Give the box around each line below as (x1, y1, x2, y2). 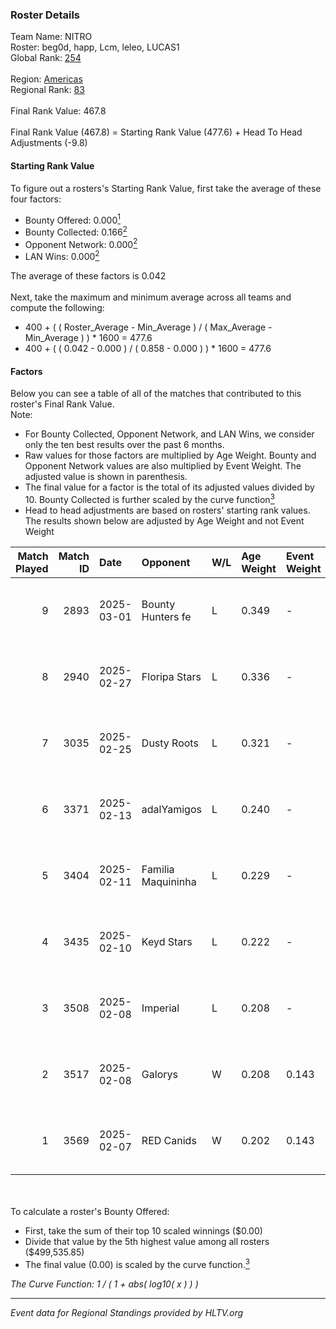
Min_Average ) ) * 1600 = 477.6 (24, 332, 153, 344)
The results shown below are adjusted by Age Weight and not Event (24, 514, 305, 527)
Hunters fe (141, 609, 192, 623)
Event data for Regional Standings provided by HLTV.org (10, 1306, 244, 1318)
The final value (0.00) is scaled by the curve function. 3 (24, 1256, 250, 1270)
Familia (141, 862, 175, 876)
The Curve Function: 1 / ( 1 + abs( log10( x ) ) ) (10, 1278, 199, 1290)
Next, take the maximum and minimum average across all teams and (10, 291, 292, 303)
